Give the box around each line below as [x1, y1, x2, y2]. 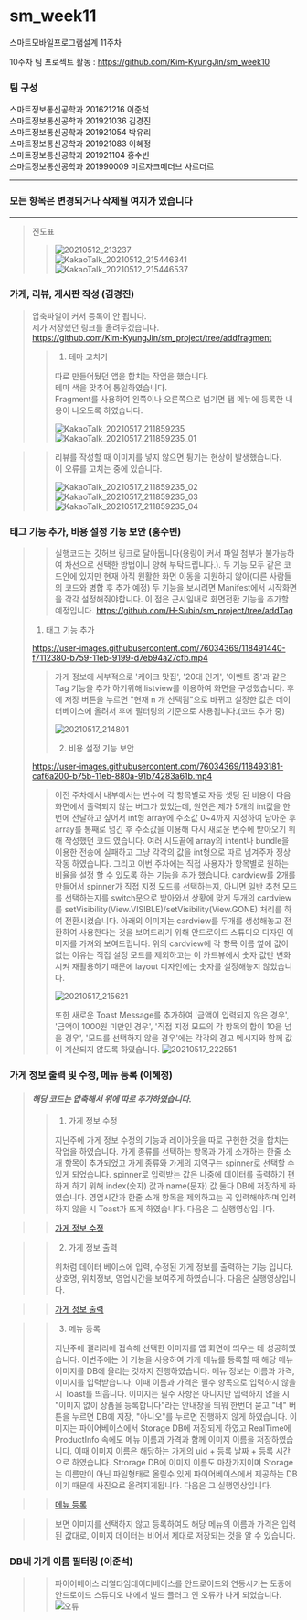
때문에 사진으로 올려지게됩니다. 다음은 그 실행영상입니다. [71, 1480, 272, 1491]
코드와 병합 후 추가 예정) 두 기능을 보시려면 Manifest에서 [64, 582, 266, 593]
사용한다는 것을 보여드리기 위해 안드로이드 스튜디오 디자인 [79, 927, 285, 938]
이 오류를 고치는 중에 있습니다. [54, 463, 163, 474]
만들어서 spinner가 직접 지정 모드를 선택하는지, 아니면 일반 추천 [54, 881, 281, 892]
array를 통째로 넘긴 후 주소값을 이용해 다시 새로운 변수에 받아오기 [54, 824, 287, 835]
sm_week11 [9, 5, 97, 27]
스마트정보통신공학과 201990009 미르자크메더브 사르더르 [9, 161, 215, 172]
